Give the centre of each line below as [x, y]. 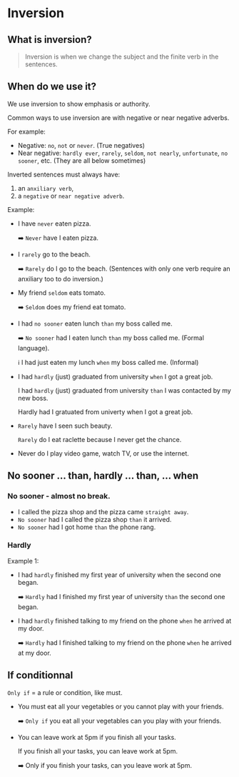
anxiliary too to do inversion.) [60, 279]
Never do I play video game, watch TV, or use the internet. [103, 453]
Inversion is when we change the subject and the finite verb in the [122, 56]
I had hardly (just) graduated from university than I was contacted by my [124, 390]
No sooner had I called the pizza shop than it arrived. [95, 519]
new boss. [33, 398]
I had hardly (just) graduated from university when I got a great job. [115, 376]
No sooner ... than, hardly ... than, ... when [103, 476]
